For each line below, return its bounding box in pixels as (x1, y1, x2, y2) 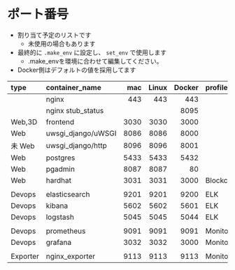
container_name (45, 82, 101, 92)
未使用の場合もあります (27, 39, 96, 47)
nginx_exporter (45, 251, 96, 261)
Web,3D (10, 117, 38, 126)
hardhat (45, 175, 72, 185)
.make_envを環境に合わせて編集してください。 (27, 57, 163, 65)
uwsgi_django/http (45, 140, 107, 150)
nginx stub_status (45, 105, 104, 115)
